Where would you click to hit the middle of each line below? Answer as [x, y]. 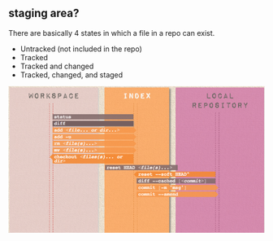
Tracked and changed [57, 66]
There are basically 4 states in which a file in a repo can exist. [112, 33]
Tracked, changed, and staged [71, 74]
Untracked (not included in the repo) [81, 49]
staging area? [44, 13]
